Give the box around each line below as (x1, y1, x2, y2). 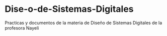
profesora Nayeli (5, 25, 39, 31)
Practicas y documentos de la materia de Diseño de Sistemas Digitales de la (5, 20, 162, 26)
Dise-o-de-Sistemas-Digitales (5, 3, 134, 15)
